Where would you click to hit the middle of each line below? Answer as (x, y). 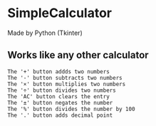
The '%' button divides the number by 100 (71, 109)
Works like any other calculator (78, 55)
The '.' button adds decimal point (60, 115)
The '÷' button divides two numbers (62, 90)
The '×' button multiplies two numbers (67, 84)
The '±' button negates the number (60, 103)
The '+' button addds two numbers (59, 72)
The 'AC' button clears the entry (59, 96)
